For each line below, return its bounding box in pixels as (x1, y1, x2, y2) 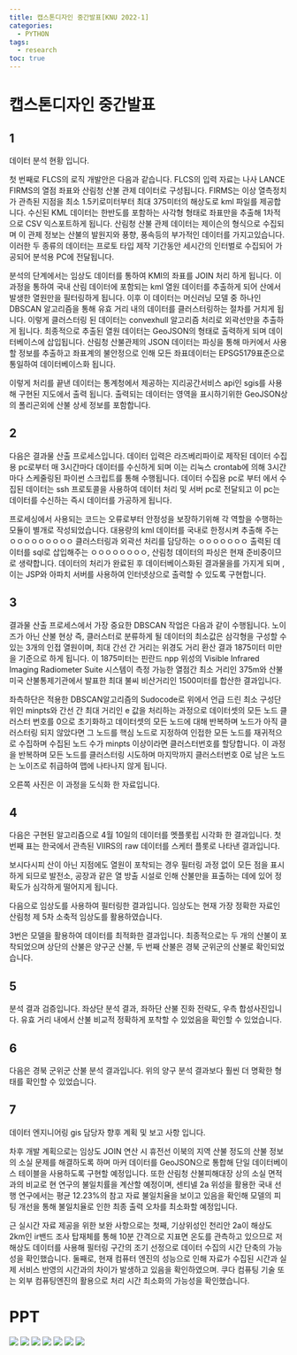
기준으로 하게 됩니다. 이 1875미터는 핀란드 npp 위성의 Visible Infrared (18, 652, 260, 664)
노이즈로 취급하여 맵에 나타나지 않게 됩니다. (18, 760, 168, 771)
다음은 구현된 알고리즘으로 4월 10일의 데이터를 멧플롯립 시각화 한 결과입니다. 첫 (9, 829, 282, 841)
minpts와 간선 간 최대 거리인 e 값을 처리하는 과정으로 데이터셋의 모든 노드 (25, 704, 278, 715)
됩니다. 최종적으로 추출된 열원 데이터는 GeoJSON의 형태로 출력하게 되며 (18, 326, 267, 336)
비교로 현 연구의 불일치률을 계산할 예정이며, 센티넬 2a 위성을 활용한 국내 (25, 1179, 272, 1189)
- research (17, 46, 57, 55)
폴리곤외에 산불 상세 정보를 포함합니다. (18, 400, 151, 410)
